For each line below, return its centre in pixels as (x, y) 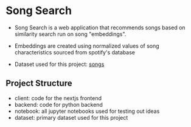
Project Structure (39, 83)
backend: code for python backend (58, 104)
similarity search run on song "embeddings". (70, 34)
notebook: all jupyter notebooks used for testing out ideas (87, 111)
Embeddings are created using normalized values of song (87, 46)
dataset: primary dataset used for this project (71, 117)
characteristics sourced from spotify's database (75, 52)
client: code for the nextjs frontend (58, 98)
